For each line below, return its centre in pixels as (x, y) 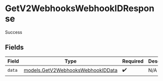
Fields (15, 47)
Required (133, 61)
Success (14, 32)
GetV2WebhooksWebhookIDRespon (80, 8)
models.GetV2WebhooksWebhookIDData (71, 70)
